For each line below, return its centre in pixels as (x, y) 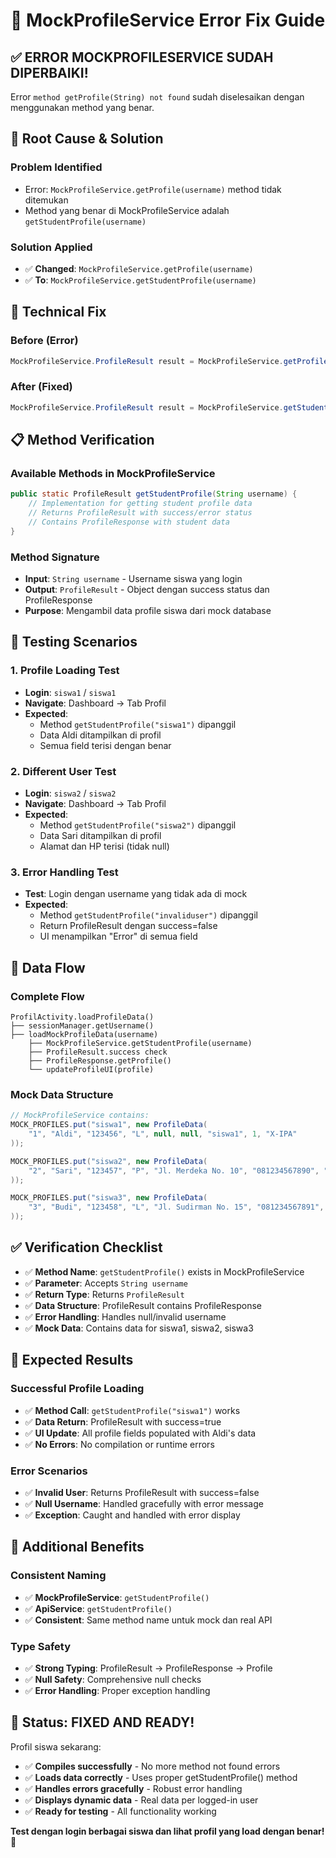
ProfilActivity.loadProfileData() (82, 1017)
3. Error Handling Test (64, 872)
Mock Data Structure (62, 1094)
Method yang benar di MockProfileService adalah (127, 210)
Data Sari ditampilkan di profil (100, 836)
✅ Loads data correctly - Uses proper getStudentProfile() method (161, 1777)
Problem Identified (56, 167)
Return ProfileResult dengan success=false (128, 926)
